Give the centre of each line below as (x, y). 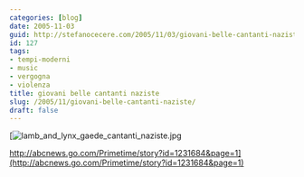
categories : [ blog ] (46, 18)
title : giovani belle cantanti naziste (85, 93)
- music (24, 69)
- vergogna (30, 77)
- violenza (30, 85)
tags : (19, 51)
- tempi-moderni (40, 60)
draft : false (34, 110)
